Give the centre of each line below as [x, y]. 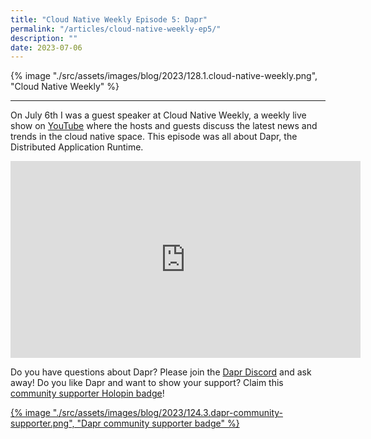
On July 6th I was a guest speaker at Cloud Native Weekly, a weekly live [158, 115]
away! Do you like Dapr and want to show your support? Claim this [147, 383]
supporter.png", [42, 423]
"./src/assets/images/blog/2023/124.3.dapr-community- [167, 413]
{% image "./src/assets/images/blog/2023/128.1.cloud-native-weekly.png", [164, 76]
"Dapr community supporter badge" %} [158, 423]
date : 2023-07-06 [46, 47]
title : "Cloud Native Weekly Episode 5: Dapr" [109, 19]
